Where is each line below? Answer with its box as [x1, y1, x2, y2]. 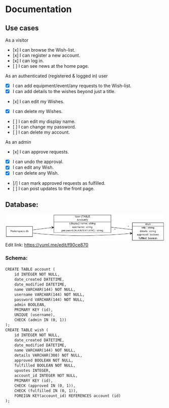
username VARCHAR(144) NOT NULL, [14, 292, 85, 297]
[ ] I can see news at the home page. [12, 63, 90, 69]
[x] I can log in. [12, 58, 44, 64]
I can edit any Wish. [12, 165, 54, 171]
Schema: [5, 255, 28, 262]
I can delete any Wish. [12, 170, 59, 176]
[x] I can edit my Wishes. [12, 99, 65, 105]
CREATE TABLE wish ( [5, 328, 49, 333]
